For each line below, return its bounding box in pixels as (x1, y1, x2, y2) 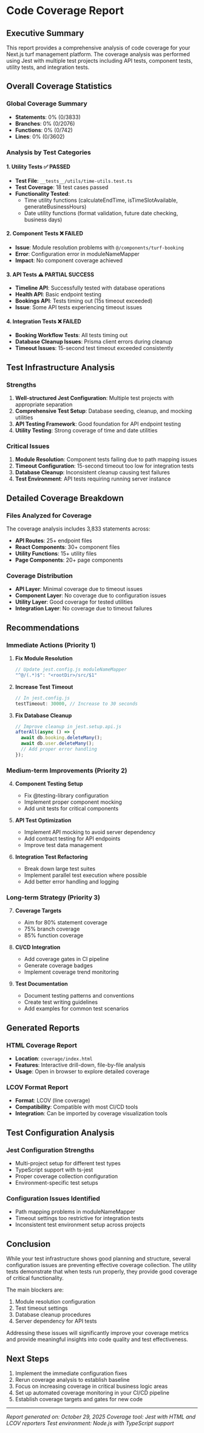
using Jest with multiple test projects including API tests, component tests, (6, 57, 193, 64)
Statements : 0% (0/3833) (15, 113, 81, 121)
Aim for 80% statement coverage (24, 919, 107, 926)
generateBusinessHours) (24, 202, 87, 210)
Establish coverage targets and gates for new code (15, 1396, 143, 1403)
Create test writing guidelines (24, 998, 98, 1006)
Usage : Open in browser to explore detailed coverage (15, 1068, 150, 1075)
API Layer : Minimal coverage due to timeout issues (15, 585, 143, 593)
